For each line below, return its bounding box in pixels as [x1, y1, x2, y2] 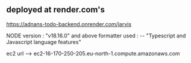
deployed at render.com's [6, 5, 105, 15]
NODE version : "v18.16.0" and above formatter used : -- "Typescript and [6, 32, 186, 39]
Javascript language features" [6, 38, 81, 45]
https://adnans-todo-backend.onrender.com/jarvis [6, 20, 131, 27]
